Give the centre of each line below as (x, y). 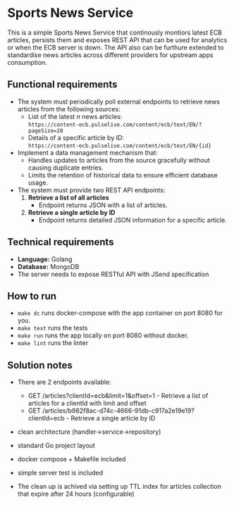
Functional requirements (62, 85)
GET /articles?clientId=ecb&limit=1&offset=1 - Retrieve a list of (118, 396)
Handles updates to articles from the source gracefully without (119, 160)
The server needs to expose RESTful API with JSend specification (113, 274)
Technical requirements (61, 242)
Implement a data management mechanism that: (88, 152)
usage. (38, 182)
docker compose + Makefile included (72, 459)
